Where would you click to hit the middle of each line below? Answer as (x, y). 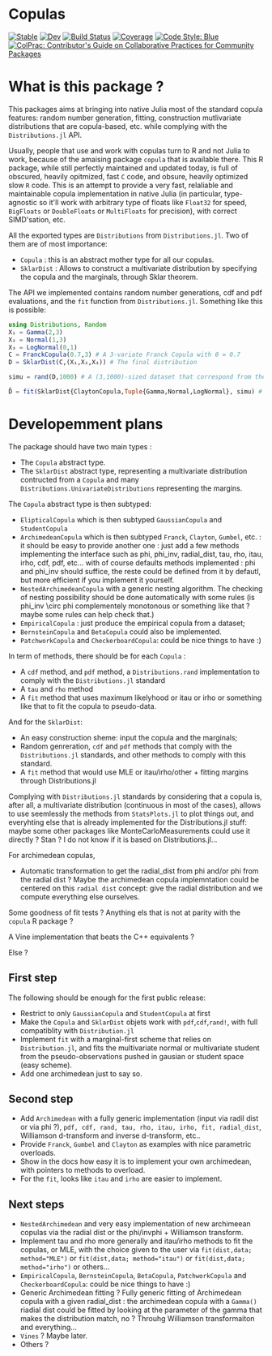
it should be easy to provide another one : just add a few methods (130, 545)
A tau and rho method (57, 689)
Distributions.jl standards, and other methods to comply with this (133, 754)
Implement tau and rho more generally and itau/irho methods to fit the (136, 1241)
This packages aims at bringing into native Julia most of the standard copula (136, 109)
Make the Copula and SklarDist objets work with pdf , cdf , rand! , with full (139, 1022)
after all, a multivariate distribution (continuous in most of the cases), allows (135, 805)
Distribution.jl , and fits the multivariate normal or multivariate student (140, 1048)
